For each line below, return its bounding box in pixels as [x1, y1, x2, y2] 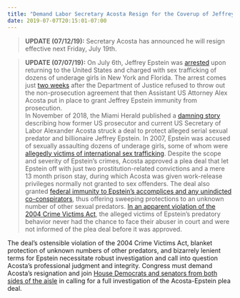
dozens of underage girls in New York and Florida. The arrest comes [24, 73, 227, 82]
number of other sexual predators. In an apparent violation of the [24, 202, 216, 210]
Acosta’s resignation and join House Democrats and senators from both [7, 269, 218, 277]
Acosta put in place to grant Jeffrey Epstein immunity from [24, 96, 198, 104]
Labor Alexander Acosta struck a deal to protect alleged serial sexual [24, 126, 229, 135]
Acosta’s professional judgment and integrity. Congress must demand [7, 261, 213, 269]
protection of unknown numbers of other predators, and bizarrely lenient [7, 246, 221, 255]
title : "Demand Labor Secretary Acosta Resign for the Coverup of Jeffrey [7, 10, 235, 18]
